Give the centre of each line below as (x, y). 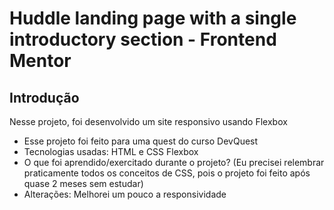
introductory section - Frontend (143, 39)
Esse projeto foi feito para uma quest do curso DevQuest (141, 141)
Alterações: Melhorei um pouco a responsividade (125, 194)
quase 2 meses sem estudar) (83, 183)
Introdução (44, 97)
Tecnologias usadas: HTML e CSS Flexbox (111, 151)
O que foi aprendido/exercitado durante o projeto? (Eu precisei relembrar (174, 162)
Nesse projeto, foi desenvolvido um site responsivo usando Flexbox (148, 121)
